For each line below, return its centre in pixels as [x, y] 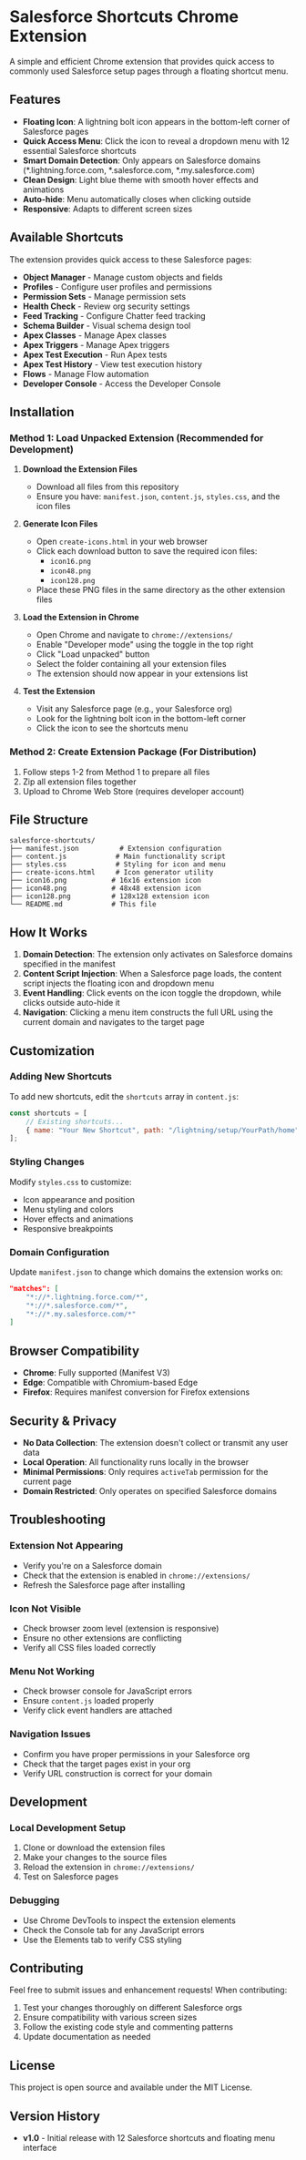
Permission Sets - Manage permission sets [104, 296]
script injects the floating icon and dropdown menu [118, 983]
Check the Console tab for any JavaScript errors [113, 1930]
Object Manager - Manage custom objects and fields [122, 277]
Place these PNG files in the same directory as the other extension [161, 590]
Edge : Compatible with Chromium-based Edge [110, 1383]
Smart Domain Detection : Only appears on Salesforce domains [142, 160]
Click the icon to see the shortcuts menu [112, 728]
